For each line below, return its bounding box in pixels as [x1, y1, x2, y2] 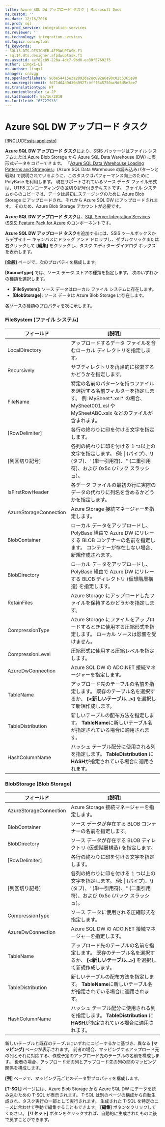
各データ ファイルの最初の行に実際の [71, 482, 156, 489]
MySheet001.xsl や [71, 403, 115, 409]
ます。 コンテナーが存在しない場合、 [71, 544, 156, 551]
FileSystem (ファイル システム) [5, 316, 79, 323]
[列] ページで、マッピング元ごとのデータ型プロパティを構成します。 [5, 1075, 142, 1081]
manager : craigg [5, 71, 38, 76]
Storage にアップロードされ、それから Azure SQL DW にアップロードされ [5, 197, 154, 203]
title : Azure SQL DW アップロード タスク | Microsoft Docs [5, 7, 122, 12]
